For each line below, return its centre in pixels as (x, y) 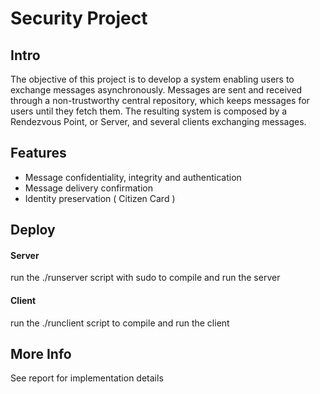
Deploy (33, 230)
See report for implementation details (87, 378)
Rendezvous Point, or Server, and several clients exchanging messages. (158, 121)
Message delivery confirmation (88, 188)
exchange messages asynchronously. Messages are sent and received (156, 90)
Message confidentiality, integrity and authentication (133, 177)
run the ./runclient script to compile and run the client (120, 323)
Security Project (79, 18)
